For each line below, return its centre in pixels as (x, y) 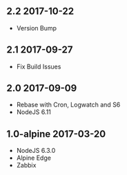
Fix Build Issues (39, 66)
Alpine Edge (33, 158)
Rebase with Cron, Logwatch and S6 (68, 105)
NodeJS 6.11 (33, 112)
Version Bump (36, 28)
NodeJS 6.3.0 (36, 151)
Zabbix (26, 165)
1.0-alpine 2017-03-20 (56, 134)
